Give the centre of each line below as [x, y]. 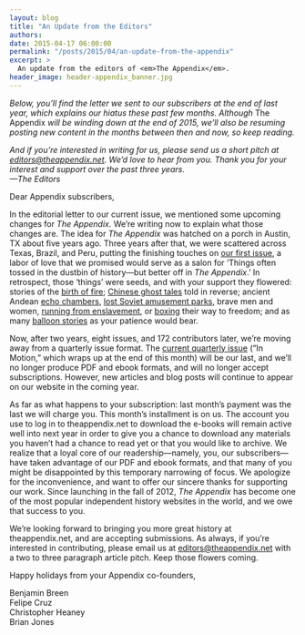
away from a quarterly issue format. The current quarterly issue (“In [137, 348]
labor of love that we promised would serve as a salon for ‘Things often [143, 262]
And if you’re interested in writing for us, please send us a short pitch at [144, 149]
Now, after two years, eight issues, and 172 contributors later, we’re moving [150, 338]
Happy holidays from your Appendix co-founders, [102, 575]
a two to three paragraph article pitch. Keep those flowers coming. [134, 558]
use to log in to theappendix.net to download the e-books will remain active [151, 424]
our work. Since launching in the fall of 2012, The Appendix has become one [152, 491]
